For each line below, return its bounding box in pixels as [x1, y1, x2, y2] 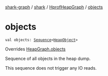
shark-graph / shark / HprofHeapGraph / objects [5, 4, 103, 10]
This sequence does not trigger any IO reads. [5, 65, 97, 71]
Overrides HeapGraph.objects [5, 46, 66, 52]
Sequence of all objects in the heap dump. [5, 55, 91, 61]
